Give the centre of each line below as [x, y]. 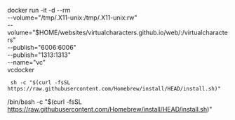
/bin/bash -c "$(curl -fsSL [45, 102]
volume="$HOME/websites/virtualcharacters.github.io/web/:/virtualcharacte [117, 32]
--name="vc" [27, 62]
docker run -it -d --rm [39, 10]
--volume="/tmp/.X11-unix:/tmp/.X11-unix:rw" [73, 18]
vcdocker [21, 70]
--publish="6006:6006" [42, 47]
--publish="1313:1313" [39, 55]
